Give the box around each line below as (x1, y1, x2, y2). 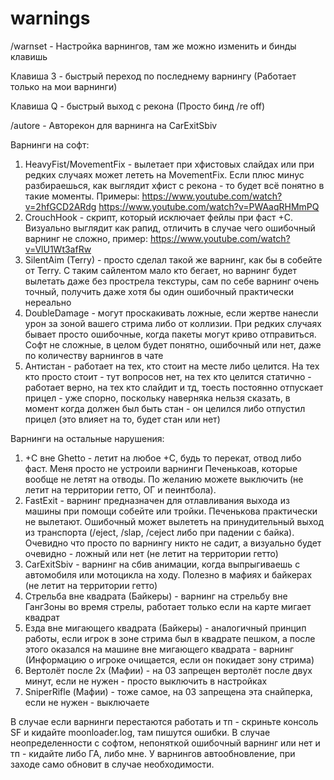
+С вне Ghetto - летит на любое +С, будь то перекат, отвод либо (24, 452, 302, 464)
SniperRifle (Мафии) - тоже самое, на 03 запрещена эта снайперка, (24, 685, 313, 697)
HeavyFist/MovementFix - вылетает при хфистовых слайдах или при (24, 158, 315, 170)
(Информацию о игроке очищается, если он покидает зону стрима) (24, 653, 315, 666)
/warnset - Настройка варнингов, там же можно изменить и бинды (10, 40, 297, 52)
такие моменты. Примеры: (24, 190, 140, 202)
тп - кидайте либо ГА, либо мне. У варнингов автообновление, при (10, 747, 296, 759)
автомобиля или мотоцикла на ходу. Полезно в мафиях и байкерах (24, 568, 313, 581)
